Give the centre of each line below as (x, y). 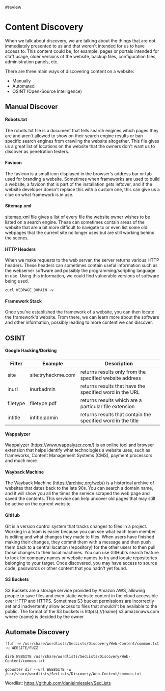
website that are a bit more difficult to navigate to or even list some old (76, 227)
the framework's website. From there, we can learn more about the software (82, 317)
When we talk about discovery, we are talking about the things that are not (80, 40)
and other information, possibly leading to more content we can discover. (79, 322)
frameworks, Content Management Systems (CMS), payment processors (79, 456)
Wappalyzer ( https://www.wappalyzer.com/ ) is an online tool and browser (80, 445)
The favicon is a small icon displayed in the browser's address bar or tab (79, 173)
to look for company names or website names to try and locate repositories (81, 558)
